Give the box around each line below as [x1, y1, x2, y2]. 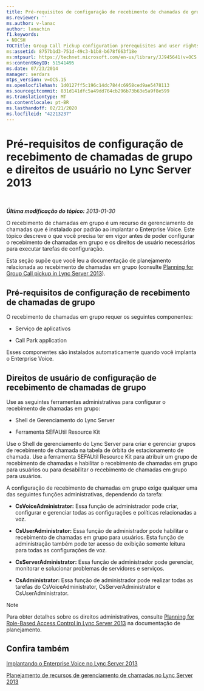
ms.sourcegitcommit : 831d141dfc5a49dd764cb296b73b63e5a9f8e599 [6, 88, 170, 94]
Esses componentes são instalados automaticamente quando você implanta [6, 349, 197, 356]
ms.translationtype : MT [6, 94, 67, 100]
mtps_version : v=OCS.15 [6, 77, 67, 83]
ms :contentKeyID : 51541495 [6, 60, 75, 66]
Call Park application [15, 337, 67, 344]
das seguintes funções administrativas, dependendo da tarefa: [6, 490, 163, 498]
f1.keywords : [6, 32, 39, 38]
